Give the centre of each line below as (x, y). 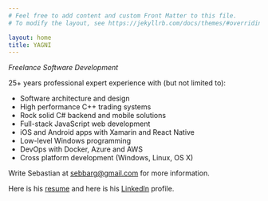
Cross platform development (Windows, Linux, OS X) (106, 158)
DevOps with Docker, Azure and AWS (81, 149)
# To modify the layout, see (57, 23)
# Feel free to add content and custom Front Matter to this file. (123, 16)
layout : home (30, 37)
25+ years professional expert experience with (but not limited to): (117, 83)
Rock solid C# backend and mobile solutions (93, 116)
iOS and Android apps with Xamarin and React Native (107, 132)
